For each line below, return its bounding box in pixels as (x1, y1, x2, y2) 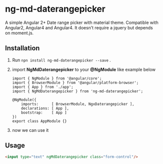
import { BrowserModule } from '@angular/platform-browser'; (12, 80, 139, 85)
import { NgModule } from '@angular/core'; (12, 76, 102, 81)
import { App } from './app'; (12, 84, 74, 89)
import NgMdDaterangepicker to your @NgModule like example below (12, 66, 156, 72)
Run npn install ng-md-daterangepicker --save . (12, 57, 111, 63)
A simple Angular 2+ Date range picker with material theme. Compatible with (5, 20, 159, 25)
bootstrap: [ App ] (21, 110, 67, 115)
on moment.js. (5, 30, 34, 36)
